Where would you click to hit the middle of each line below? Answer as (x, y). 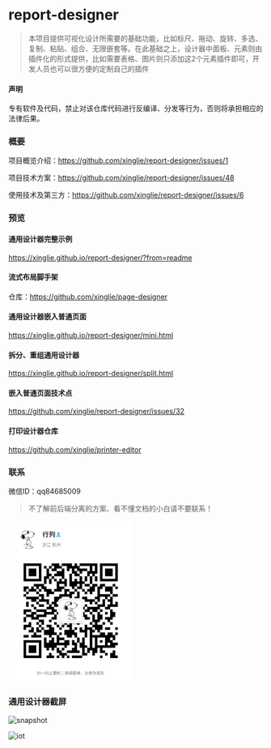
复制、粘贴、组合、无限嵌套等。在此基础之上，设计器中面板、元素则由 (145, 48)
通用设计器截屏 (38, 702)
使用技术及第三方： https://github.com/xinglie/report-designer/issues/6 (126, 195)
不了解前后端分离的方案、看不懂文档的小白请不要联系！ (120, 508)
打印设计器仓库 (33, 430)
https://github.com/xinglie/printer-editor (75, 449)
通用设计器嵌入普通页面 (47, 317)
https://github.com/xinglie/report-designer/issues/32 (96, 412)
